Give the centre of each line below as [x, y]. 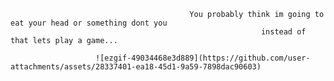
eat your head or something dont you [89, 23]
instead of [283, 32]
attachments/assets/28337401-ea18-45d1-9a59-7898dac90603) [136, 67]
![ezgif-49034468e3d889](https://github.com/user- [203, 58]
